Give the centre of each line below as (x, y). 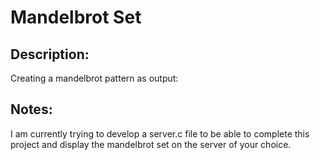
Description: (50, 54)
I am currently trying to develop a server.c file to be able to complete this (160, 133)
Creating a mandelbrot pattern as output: (94, 78)
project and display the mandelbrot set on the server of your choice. (151, 144)
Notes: (31, 109)
